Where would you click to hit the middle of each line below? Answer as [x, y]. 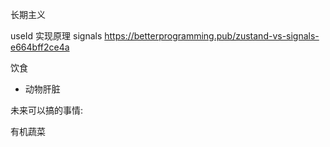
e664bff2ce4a [40, 47]
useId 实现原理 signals [56, 36]
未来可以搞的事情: [47, 110]
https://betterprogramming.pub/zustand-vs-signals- [212, 36]
